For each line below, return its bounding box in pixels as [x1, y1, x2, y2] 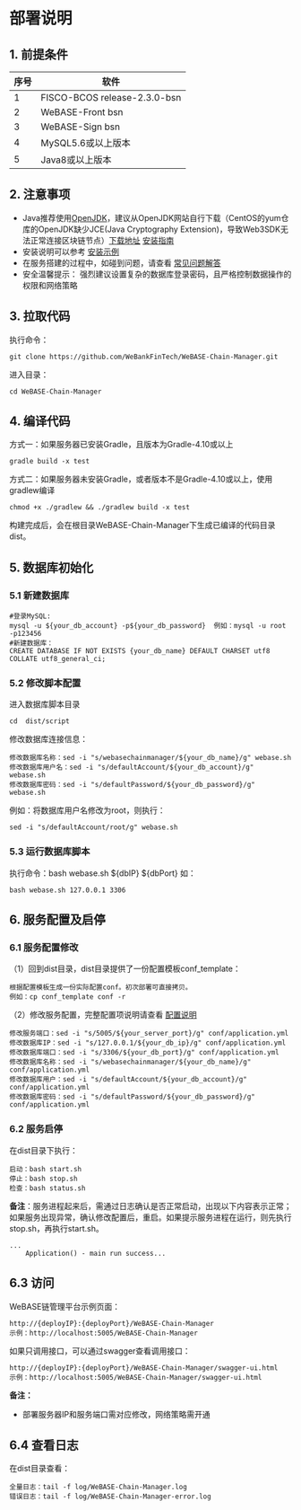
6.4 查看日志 [9, 1437, 79, 1453]
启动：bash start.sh [9, 1164, 82, 1173]
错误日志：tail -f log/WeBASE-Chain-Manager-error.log [9, 1492, 212, 1501]
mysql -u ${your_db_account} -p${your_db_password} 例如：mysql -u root [9, 622, 287, 631]
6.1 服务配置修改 [9, 941, 79, 954]
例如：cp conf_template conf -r [9, 993, 126, 1002]
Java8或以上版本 [40, 154, 112, 166]
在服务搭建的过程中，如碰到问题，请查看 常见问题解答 [21, 257, 221, 268]
